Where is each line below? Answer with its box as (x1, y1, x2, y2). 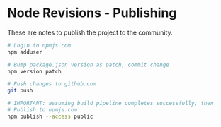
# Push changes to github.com (7, 80, 97, 87)
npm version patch (7, 68, 62, 75)
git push (7, 87, 33, 95)
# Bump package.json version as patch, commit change (7, 61, 170, 68)
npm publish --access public (7, 113, 93, 120)
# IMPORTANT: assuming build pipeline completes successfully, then (7, 100, 214, 107)
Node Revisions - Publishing (7, 5, 177, 21)
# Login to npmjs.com (7, 42, 72, 49)
